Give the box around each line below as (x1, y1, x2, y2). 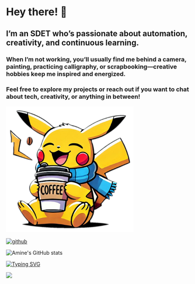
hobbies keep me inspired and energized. (6, 70, 126, 78)
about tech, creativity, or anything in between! (6, 93, 141, 101)
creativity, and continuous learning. (6, 37, 139, 47)
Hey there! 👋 (6, 5, 67, 19)
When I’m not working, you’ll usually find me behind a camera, (6, 55, 187, 63)
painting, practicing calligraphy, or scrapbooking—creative (6, 63, 177, 71)
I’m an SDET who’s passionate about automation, (6, 29, 188, 39)
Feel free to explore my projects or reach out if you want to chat (6, 85, 189, 93)
